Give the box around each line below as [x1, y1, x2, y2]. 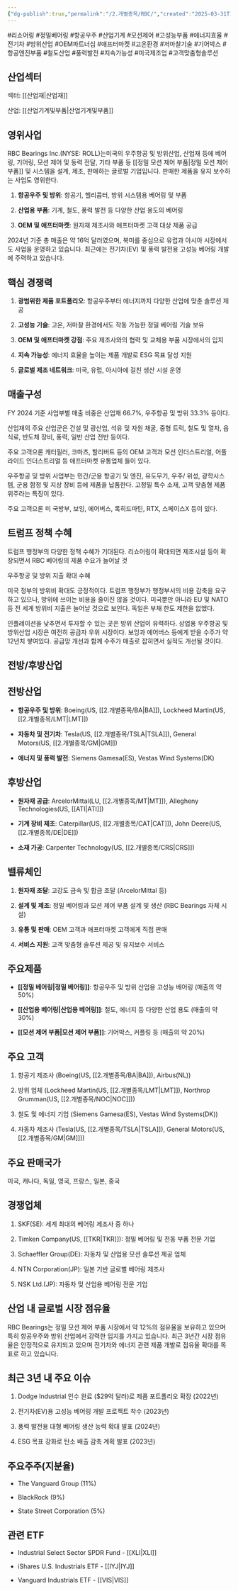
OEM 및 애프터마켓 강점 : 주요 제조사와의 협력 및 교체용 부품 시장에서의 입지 [17, 336, 225, 344]
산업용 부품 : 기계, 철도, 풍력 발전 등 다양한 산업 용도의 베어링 [17, 206, 183, 215]
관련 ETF [7, 1529, 45, 1541]
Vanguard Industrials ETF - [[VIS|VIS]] [17, 1576, 129, 1585]
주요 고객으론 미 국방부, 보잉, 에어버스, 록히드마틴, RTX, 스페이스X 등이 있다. [7, 504, 218, 512]
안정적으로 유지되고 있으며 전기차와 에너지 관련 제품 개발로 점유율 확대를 [20, 1340, 220, 1349]
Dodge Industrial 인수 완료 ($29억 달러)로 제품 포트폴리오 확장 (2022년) [17, 1392, 219, 1400]
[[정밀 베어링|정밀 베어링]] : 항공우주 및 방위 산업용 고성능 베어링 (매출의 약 [17, 983, 222, 991]
